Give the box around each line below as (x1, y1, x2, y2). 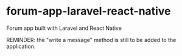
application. (6, 43, 36, 50)
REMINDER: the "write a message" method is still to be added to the (6, 36, 177, 43)
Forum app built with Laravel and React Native (6, 24, 122, 32)
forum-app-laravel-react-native (6, 4, 171, 18)
